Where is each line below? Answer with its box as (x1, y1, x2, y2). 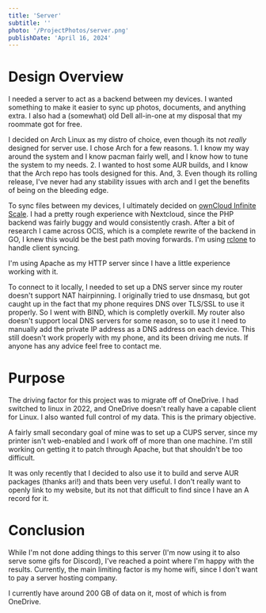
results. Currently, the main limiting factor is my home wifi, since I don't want (8, 565, 258, 574)
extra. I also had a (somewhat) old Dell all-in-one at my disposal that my (8, 111, 243, 121)
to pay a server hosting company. (8, 573, 118, 583)
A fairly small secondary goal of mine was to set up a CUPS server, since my (8, 428, 258, 438)
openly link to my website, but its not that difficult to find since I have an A (8, 485, 249, 495)
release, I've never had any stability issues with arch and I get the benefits (8, 177, 250, 187)
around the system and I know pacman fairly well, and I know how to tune (8, 152, 249, 161)
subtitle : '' (8, 19, 51, 27)
